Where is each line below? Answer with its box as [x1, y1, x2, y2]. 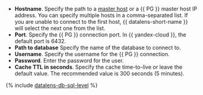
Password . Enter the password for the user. [14, 57, 124, 64]
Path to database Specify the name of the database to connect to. [14, 44, 181, 51]
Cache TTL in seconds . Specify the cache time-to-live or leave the [14, 63, 183, 71]
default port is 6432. [14, 38, 66, 44]
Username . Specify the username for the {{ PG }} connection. [14, 51, 170, 57]
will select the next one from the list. [14, 24, 106, 32]
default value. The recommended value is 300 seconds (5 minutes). [14, 70, 185, 77]
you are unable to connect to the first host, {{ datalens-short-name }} [14, 18, 188, 25]
